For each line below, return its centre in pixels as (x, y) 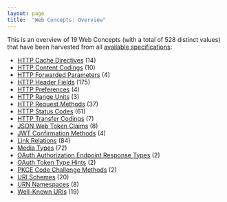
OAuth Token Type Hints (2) (56, 162)
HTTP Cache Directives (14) (56, 60)
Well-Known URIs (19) (48, 191)
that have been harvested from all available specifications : (90, 47)
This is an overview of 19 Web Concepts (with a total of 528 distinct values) (114, 39)
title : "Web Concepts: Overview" (57, 20)
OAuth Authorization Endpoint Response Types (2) (88, 155)
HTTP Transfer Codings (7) (55, 118)
